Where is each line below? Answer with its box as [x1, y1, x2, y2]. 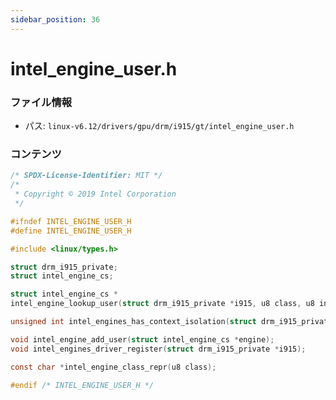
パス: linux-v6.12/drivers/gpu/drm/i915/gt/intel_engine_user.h [24, 120, 295, 132]
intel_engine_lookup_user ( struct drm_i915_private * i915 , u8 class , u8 [10, 299, 315, 309]
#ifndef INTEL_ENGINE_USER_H [10, 216, 132, 226]
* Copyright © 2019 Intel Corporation [14, 189, 177, 200]
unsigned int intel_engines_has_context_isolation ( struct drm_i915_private [10, 317, 333, 327]
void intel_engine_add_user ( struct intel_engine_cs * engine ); [10, 334, 275, 345]
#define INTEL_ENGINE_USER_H [10, 226, 132, 236]
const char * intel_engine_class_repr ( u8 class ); [10, 362, 217, 372]
